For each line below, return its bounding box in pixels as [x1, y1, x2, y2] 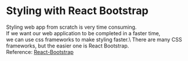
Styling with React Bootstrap [6, 4, 149, 18]
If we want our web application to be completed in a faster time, [6, 29, 160, 36]
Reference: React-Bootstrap [6, 48, 74, 55]
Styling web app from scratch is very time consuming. [6, 23, 137, 30]
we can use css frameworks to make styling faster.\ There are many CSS [6, 36, 182, 43]
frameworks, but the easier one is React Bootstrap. [6, 42, 129, 49]
